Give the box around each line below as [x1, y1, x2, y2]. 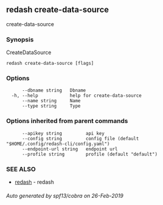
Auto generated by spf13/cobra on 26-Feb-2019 [6, 192, 123, 199]
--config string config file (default [21, 135, 139, 141]
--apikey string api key [21, 130, 105, 136]
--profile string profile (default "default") [21, 151, 158, 157]
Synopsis [6, 35, 34, 43]
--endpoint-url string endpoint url [21, 146, 118, 152]
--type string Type [21, 103, 81, 109]
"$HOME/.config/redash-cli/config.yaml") [6, 141, 110, 147]
